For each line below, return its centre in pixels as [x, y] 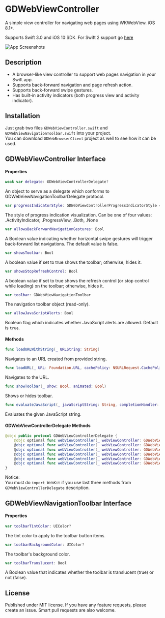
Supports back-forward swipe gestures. [53, 90]
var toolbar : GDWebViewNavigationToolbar [48, 295]
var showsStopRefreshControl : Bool [41, 271]
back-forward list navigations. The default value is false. [62, 244]
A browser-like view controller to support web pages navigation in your [84, 74]
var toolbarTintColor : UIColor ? [38, 526]
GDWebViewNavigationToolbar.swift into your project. [58, 133]
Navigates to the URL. [27, 377]
